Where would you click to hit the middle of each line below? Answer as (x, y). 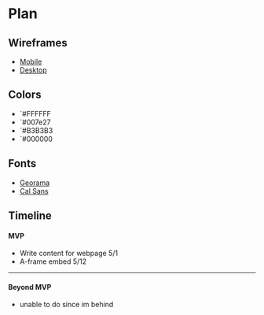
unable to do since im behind (66, 305)
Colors (25, 95)
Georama (35, 183)
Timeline (30, 216)
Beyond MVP (30, 287)
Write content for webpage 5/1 (69, 254)
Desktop (33, 70)
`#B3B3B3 (36, 130)
